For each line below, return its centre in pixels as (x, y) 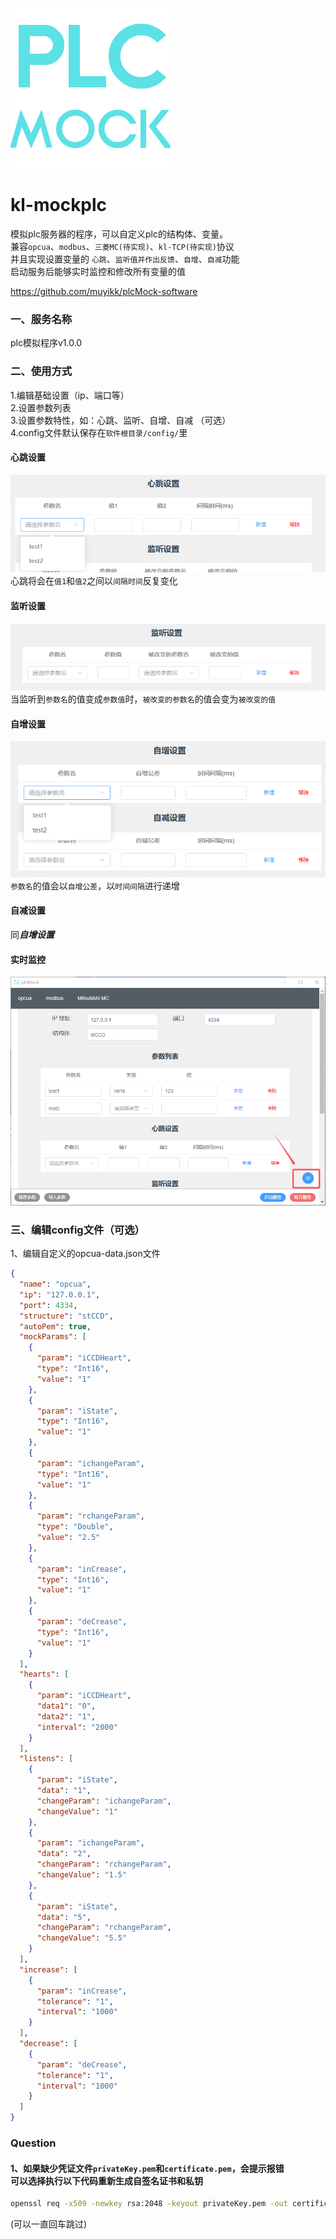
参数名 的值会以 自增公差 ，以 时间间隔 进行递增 (95, 885)
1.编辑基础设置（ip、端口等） (70, 395)
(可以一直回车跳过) (49, 2224)
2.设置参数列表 (41, 407)
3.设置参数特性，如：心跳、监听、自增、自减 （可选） (121, 420)
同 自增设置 (32, 934)
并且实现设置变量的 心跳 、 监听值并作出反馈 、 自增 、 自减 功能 (125, 259)
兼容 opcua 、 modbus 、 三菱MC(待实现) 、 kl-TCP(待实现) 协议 (122, 246)
